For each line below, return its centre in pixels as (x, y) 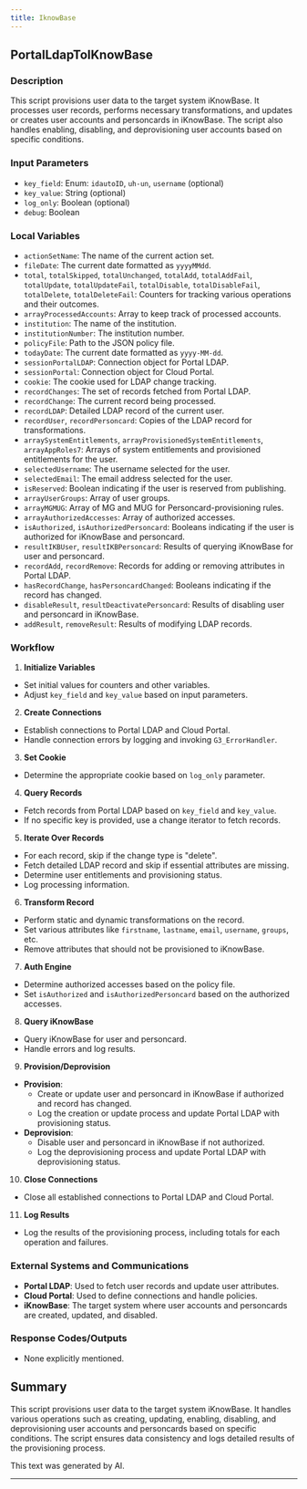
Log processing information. (77, 885)
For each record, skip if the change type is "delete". (120, 856)
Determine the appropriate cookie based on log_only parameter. (144, 776)
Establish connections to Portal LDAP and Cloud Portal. (127, 730)
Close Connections (61, 1180)
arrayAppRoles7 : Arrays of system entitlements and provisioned (142, 449)
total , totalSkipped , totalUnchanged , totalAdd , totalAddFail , (138, 275)
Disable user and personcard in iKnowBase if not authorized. (151, 1142)
